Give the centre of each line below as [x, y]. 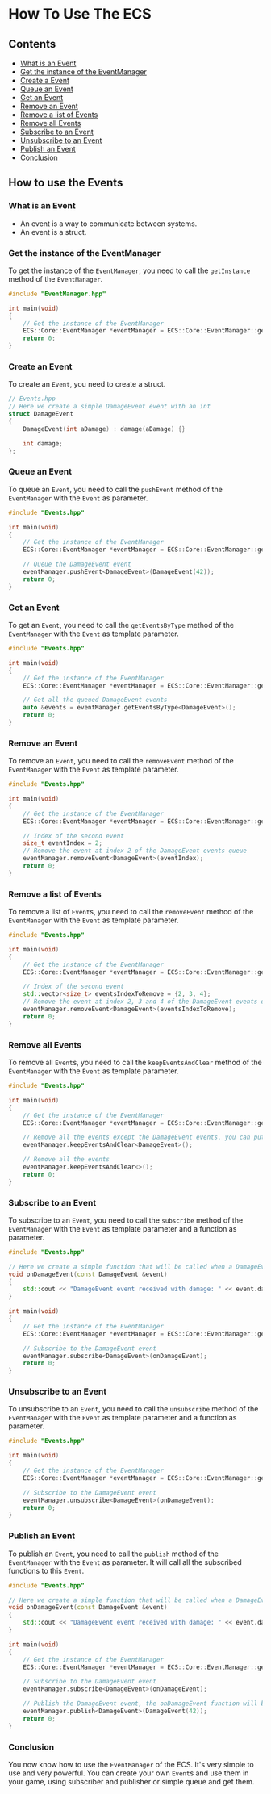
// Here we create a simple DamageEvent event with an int [110, 407]
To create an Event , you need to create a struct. [87, 384]
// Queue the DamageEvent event [77, 565]
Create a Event [45, 80]
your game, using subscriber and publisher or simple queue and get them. [131, 1781]
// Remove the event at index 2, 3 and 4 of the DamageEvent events [140, 1002]
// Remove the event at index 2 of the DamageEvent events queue [135, 851]
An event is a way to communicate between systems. [108, 224]
